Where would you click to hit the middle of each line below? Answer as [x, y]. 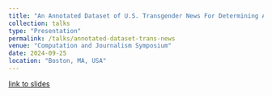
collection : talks [39, 23]
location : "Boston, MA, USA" [57, 61]
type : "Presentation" [45, 31]
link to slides [29, 83]
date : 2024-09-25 [38, 53]
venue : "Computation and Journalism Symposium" [90, 46]
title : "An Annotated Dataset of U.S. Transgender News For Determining [134, 16]
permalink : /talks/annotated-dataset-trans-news [92, 38]
